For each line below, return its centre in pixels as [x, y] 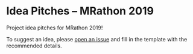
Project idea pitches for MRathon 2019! [55, 28]
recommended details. [34, 46]
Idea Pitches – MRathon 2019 [80, 11]
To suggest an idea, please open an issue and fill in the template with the [97, 39]
